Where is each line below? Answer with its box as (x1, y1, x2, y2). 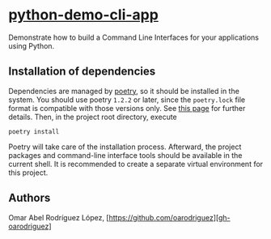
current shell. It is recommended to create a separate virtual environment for (8, 159, 264, 169)
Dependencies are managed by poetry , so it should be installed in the (8, 86, 240, 96)
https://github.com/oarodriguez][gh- (108, 212, 231, 222)
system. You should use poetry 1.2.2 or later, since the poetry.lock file (8, 95, 246, 105)
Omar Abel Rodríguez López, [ (8, 212, 109, 222)
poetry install (8, 127, 60, 135)
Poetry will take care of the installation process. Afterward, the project (8, 142, 242, 152)
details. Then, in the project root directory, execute (8, 112, 178, 122)
